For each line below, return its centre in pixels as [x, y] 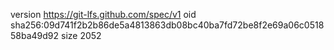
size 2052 [81, 35]
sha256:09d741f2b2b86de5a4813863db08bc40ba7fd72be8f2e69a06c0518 [167, 25]
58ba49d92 [35, 35]
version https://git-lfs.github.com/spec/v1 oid [103, 14]
